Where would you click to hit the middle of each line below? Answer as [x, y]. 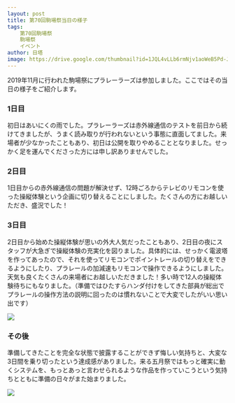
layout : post [26, 14]
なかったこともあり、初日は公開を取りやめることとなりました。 [123, 143]
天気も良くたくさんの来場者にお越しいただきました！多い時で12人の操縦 [112, 276]
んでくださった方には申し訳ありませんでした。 [105, 152]
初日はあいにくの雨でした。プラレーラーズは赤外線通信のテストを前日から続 [117, 125]
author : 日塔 [25, 53]
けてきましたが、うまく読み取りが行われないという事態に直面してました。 [114, 134]
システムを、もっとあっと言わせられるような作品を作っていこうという [114, 370]
